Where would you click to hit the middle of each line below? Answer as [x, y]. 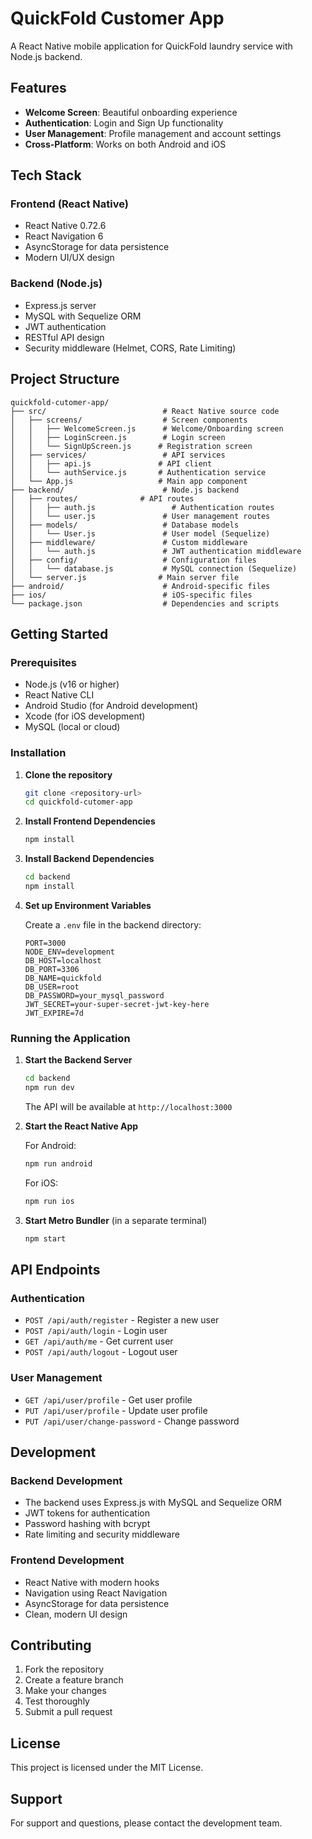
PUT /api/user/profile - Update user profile [116, 1410]
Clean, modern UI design [76, 1614]
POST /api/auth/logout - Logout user [101, 1352]
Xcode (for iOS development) [85, 716]
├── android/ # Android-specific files [140, 586]
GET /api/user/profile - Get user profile [108, 1399]
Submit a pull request [68, 1712]
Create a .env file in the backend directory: [113, 924]
